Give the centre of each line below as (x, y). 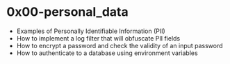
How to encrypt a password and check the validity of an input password (120, 45)
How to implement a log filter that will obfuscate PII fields (98, 38)
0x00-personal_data (68, 12)
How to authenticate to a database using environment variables (107, 53)
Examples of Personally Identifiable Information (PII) (91, 31)
